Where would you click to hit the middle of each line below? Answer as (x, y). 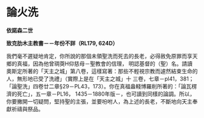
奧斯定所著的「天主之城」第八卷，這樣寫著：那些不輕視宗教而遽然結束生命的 (102, 71)
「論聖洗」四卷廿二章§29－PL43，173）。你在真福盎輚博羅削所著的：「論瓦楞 (102, 86)
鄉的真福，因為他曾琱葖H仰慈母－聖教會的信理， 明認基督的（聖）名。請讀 (100, 64)
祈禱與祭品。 (27, 109)
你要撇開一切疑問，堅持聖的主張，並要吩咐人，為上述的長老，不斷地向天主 (99, 101)
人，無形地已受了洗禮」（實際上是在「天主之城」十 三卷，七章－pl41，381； (100, 79)
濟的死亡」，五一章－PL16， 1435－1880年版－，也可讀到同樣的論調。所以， (101, 94)
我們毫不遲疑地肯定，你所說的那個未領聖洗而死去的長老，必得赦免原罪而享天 (102, 56)
